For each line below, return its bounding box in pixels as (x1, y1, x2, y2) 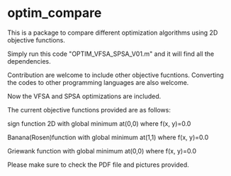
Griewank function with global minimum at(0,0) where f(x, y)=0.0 (7, 146, 197, 155)
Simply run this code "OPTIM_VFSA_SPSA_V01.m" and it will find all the (7, 49, 215, 58)
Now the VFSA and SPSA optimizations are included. (7, 92, 162, 100)
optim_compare (7, 5, 102, 21)
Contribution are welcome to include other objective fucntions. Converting (7, 71, 225, 79)
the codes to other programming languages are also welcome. (7, 78, 189, 86)
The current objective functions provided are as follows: (7, 105, 171, 114)
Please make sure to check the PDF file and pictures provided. (7, 160, 189, 169)
